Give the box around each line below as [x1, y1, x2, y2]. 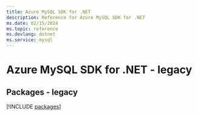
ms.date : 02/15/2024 [6, 20, 59, 26]
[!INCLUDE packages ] [6, 103, 61, 110]
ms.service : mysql [6, 37, 53, 43]
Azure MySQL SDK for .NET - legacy [6, 63, 193, 77]
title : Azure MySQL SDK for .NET [6, 8, 91, 15]
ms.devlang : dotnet [6, 31, 56, 37]
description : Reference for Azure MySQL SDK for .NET [6, 14, 146, 21]
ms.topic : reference [6, 25, 59, 32]
